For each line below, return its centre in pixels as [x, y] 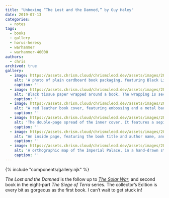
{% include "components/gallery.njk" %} [47, 169]
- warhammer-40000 [29, 52]
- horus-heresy [26, 43]
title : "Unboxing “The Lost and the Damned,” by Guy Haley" [70, 10]
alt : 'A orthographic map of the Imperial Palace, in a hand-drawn [86, 151]
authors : [14, 57]
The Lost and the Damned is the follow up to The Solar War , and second [80, 179]
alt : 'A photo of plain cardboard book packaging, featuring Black [86, 80]
